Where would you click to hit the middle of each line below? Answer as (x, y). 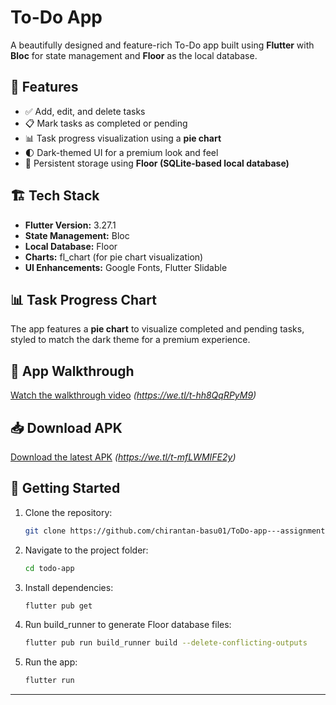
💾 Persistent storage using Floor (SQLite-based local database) (157, 163)
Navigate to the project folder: (86, 550)
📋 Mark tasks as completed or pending (106, 123)
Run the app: (51, 662)
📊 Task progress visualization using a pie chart (123, 138)
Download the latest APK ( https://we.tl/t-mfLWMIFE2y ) (123, 457)
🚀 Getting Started (65, 488)
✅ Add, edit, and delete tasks (85, 111)
